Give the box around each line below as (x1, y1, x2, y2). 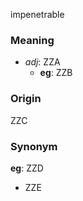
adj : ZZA (24, 56, 61, 68)
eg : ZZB (39, 67, 73, 79)
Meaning (10, 33, 55, 47)
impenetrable (10, 9, 65, 20)
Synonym (10, 139, 58, 153)
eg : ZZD (10, 162, 44, 174)
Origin (10, 92, 42, 106)
